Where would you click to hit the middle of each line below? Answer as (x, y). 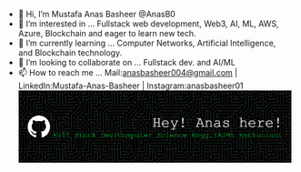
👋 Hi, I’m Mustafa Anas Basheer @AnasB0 (96, 14)
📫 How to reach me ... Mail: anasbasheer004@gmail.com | (128, 72)
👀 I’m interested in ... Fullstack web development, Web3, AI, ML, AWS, (148, 24)
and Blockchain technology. (70, 53)
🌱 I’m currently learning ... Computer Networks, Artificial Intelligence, (147, 43)
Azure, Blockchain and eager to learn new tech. (107, 33)
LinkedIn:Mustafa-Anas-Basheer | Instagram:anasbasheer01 (130, 86)
